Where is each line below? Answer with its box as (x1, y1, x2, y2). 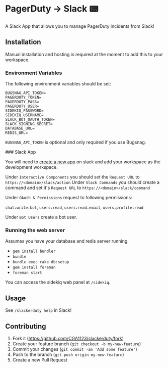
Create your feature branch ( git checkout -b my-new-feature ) (12, 341, 141, 347)
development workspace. (5, 164, 58, 170)
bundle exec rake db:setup (12, 260, 69, 265)
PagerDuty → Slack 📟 (5, 3, 99, 15)
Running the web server (5, 226, 65, 234)
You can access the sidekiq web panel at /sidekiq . (5, 279, 111, 285)
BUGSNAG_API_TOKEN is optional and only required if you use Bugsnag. (5, 139, 146, 146)
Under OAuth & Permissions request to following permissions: (5, 195, 132, 201)
